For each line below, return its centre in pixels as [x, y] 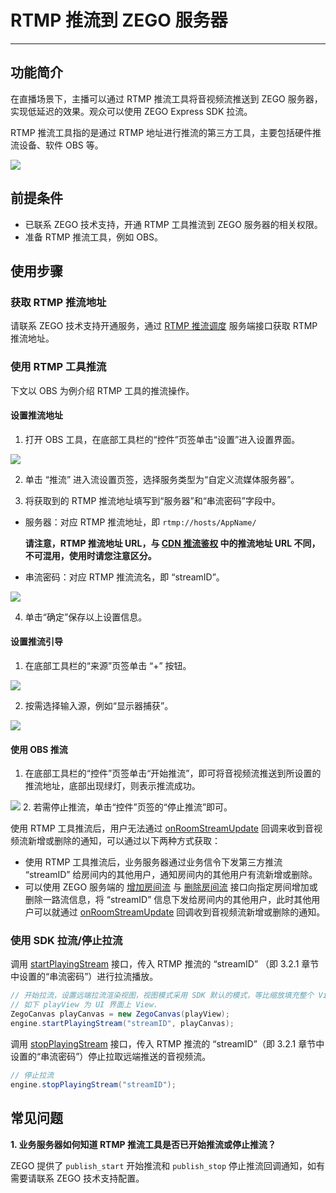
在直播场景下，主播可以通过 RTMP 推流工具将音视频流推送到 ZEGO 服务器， [166, 98]
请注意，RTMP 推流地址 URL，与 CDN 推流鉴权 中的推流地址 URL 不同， [172, 543]
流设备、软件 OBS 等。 [57, 145]
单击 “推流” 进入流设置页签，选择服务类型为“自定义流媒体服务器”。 [162, 479]
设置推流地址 [36, 415]
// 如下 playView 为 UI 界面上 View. [84, 1005]
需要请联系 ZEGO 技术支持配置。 [77, 1178]
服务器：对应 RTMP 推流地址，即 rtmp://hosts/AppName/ [140, 522]
